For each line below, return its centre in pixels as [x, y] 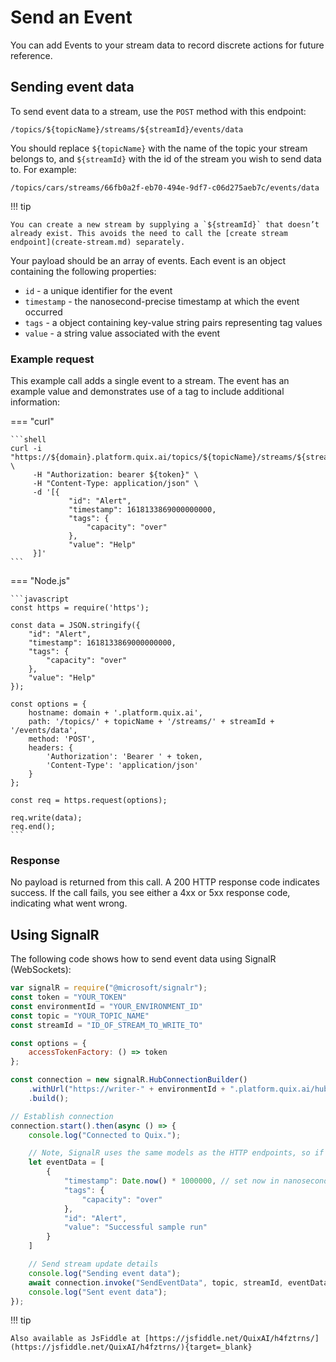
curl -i [26, 449]
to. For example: [43, 169]
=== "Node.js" [40, 581]
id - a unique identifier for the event [98, 290]
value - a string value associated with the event [122, 333]
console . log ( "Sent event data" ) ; [98, 1292]
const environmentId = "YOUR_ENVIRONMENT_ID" [106, 1006]
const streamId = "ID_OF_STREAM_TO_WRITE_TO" [106, 1025]
